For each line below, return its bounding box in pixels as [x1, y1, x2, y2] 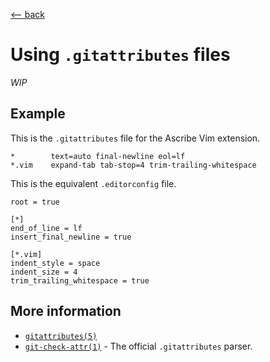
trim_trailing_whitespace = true [10, 275, 150, 286]
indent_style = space [10, 258, 101, 268]
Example [10, 105, 66, 123]
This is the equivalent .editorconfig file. [10, 177, 177, 189]
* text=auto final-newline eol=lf [10, 151, 186, 161]
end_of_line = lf [10, 223, 83, 233]
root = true [10, 197, 60, 207]
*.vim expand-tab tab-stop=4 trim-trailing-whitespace [10, 160, 257, 170]
